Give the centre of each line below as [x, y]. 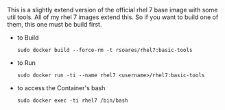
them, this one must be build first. [55, 24]
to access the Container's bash [61, 88]
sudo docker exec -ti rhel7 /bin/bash [72, 100]
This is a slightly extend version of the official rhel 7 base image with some [113, 10]
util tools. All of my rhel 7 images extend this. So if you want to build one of [113, 17]
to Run [26, 63]
